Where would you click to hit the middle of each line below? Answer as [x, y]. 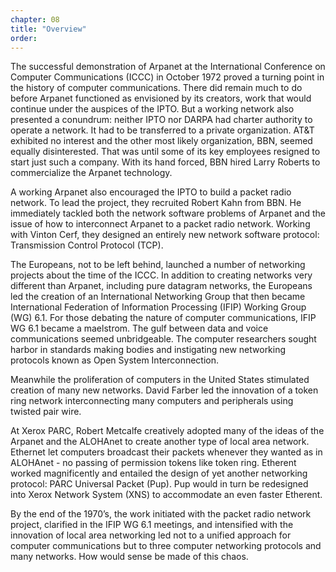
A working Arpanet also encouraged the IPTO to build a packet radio [151, 192]
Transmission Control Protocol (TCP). [87, 245]
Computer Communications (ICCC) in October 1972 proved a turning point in [167, 77]
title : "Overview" [48, 29]
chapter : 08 [35, 19]
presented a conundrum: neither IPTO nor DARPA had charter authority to [161, 120]
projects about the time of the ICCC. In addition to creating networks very [161, 275]
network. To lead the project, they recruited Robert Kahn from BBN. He [156, 203]
